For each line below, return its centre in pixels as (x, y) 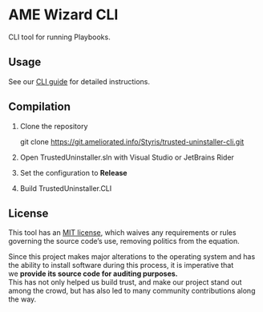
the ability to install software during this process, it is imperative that (121, 265)
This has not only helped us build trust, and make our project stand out (125, 282)
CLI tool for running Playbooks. (59, 37)
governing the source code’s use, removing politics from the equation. (124, 241)
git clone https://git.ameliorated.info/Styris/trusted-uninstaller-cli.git (132, 141)
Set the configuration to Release (73, 172)
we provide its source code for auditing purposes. (93, 274)
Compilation (39, 107)
